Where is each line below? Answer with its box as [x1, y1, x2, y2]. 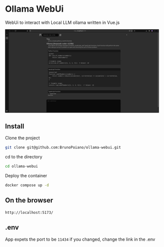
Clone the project [5, 135, 40, 141]
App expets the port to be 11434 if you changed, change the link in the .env [5, 236, 155, 242]
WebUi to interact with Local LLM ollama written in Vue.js [5, 19, 120, 25]
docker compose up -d [5, 183, 49, 188]
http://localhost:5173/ [5, 210, 54, 215]
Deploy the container [5, 173, 47, 179]
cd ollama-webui [5, 164, 38, 169]
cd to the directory [5, 154, 42, 160]
